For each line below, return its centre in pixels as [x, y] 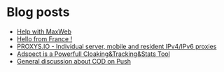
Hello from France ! [44, 38]
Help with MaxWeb [44, 31]
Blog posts [38, 12]
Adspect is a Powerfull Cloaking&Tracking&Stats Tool [93, 54]
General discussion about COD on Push [73, 61]
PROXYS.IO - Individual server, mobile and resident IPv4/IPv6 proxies [117, 46]
